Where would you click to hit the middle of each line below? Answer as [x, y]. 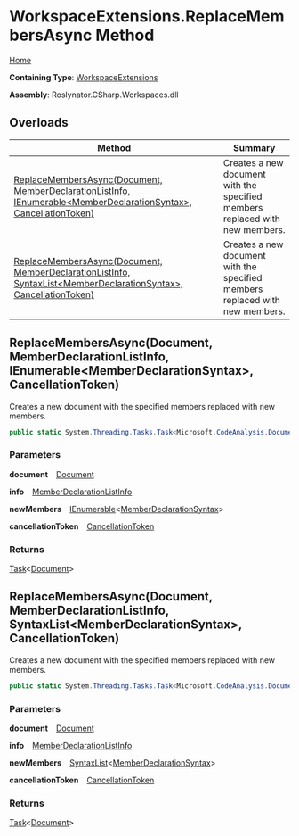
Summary [254, 147]
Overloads [39, 123]
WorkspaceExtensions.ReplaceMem [147, 17]
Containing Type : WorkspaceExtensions [84, 77]
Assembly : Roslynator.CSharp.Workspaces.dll [94, 95]
